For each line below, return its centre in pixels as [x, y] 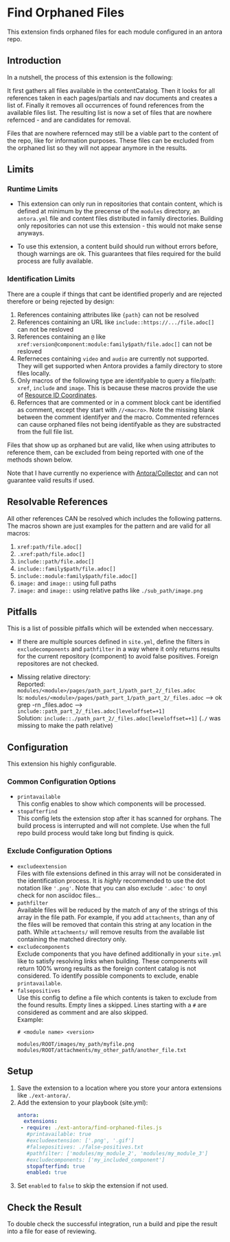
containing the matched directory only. [72, 939]
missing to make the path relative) [65, 726]
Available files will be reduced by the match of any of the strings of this [117, 910]
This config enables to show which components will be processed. [111, 804]
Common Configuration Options [62, 782]
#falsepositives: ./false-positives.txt [85, 1147]
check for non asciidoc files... [59, 895]
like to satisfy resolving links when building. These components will [112, 961]
